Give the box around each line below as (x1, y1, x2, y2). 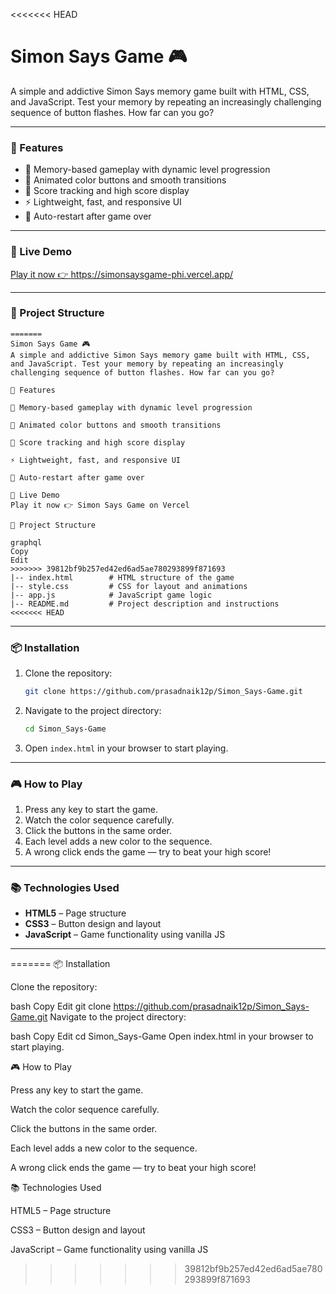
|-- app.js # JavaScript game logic (10, 590, 213, 600)
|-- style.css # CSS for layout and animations (10, 581, 248, 591)
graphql (10, 537, 43, 548)
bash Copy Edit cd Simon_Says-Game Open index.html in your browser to (10, 1030, 314, 1043)
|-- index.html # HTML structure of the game (10, 572, 235, 583)
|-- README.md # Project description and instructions (10, 599, 280, 609)
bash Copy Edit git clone (10, 1000, 112, 1013)
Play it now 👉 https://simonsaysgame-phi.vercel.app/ (10, 268, 234, 280)
